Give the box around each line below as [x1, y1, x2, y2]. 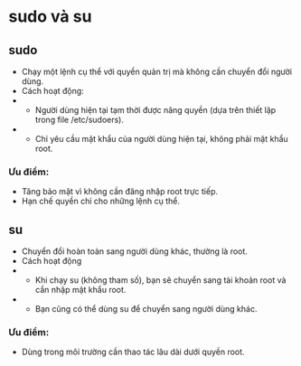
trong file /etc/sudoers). [34, 115, 124, 125]
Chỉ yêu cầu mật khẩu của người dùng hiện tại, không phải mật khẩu [34, 134, 288, 144]
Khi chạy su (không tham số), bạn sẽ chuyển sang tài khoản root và [34, 275, 287, 286]
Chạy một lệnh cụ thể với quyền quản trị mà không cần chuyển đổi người [21, 66, 293, 77]
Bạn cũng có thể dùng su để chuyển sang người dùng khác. [34, 304, 258, 314]
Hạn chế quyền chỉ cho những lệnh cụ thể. [21, 196, 181, 207]
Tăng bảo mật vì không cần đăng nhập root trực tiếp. [21, 186, 219, 197]
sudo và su [8, 6, 92, 27]
